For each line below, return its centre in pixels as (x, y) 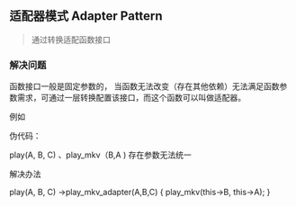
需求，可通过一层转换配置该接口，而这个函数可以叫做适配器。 (131, 98)
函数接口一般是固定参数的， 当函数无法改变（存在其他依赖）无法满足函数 (144, 86)
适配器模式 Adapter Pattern (86, 16)
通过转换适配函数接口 (71, 40)
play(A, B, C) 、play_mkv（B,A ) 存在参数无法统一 (100, 155)
